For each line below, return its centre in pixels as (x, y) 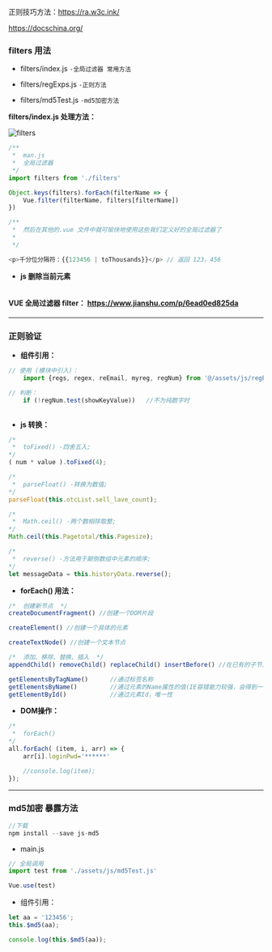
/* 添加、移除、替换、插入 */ (56, 657)
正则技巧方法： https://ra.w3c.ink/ (64, 12)
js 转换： (35, 425)
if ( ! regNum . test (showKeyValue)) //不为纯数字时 (106, 400)
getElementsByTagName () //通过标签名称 (81, 679)
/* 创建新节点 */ (38, 606)
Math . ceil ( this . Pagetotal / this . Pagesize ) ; (81, 537)
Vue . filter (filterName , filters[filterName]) (101, 200)
